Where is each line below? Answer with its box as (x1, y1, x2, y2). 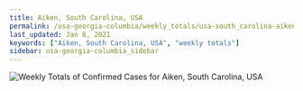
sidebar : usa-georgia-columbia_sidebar (9, 47, 160, 56)
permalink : (9, 22, 50, 31)
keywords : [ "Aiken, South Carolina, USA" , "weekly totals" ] (9, 38, 241, 48)
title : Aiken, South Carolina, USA (9, 13, 143, 23)
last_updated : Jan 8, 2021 (9, 30, 111, 39)
